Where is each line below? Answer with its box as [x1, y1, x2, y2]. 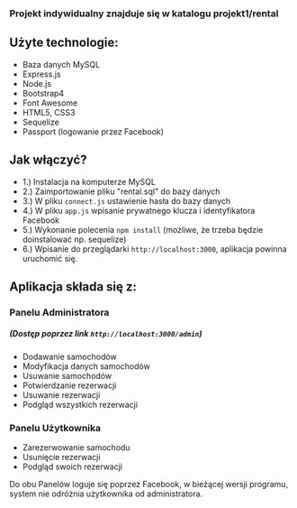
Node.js [22, 78, 52, 88]
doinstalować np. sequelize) [22, 234, 127, 245]
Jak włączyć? [9, 152, 87, 168]
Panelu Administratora [9, 306, 110, 319]
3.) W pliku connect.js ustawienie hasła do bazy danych [22, 195, 231, 206]
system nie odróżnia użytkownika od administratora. [9, 488, 203, 499]
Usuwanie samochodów [22, 370, 112, 381]
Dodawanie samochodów [22, 351, 117, 362]
